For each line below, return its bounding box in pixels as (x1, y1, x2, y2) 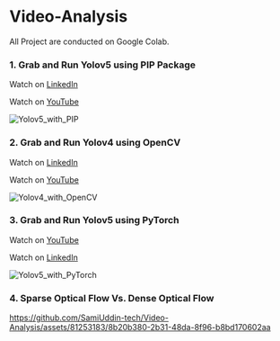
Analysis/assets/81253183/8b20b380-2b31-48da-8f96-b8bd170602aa (9, 322, 271, 333)
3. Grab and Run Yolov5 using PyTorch (9, 214, 179, 227)
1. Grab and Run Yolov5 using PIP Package (9, 58, 196, 71)
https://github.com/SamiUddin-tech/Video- (9, 312, 169, 323)
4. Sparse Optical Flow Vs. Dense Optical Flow (9, 292, 214, 304)
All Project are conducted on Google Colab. (9, 36, 170, 47)
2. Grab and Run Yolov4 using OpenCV (9, 137, 181, 149)
